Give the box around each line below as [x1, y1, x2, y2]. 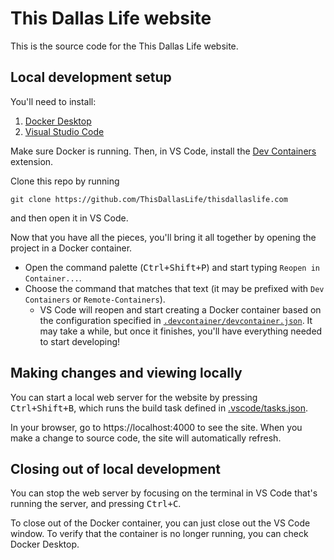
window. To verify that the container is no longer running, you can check [10, 528, 309, 540]
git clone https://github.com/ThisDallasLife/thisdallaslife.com [10, 194, 288, 204]
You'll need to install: [10, 95, 97, 107]
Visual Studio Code [24, 125, 105, 137]
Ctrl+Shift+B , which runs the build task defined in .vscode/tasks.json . [10, 402, 309, 414]
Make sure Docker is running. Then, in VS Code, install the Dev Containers [10, 145, 317, 157]
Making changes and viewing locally [10, 365, 243, 382]
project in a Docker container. [10, 242, 133, 254]
